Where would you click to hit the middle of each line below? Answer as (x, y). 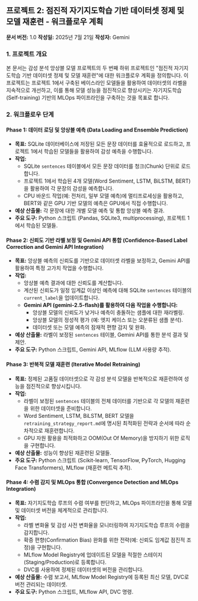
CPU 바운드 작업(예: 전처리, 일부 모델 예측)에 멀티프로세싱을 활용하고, (103, 196)
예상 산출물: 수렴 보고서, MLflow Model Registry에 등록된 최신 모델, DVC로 (102, 577)
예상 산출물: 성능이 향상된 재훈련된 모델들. (63, 453)
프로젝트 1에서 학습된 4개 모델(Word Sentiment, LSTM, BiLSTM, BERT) (107, 181)
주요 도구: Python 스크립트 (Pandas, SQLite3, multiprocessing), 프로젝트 (100, 218)
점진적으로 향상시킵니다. (54, 386)
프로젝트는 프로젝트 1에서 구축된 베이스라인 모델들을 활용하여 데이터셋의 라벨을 (97, 83)
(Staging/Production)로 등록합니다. (65, 562)
